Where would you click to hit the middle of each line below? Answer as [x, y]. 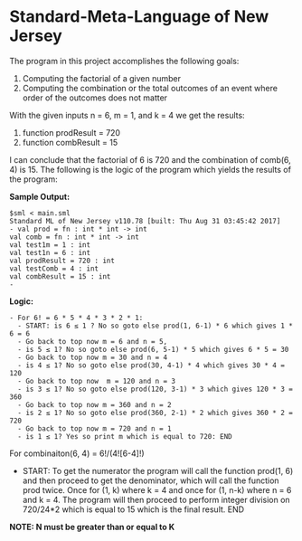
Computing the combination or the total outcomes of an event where [150, 88]
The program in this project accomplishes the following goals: [124, 61]
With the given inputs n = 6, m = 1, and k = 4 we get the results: [127, 115]
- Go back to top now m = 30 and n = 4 [93, 357]
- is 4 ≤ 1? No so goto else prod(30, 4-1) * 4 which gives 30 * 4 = [151, 365]
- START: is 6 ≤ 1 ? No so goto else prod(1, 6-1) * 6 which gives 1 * [156, 326]
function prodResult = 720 [71, 132]
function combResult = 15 [70, 142]
